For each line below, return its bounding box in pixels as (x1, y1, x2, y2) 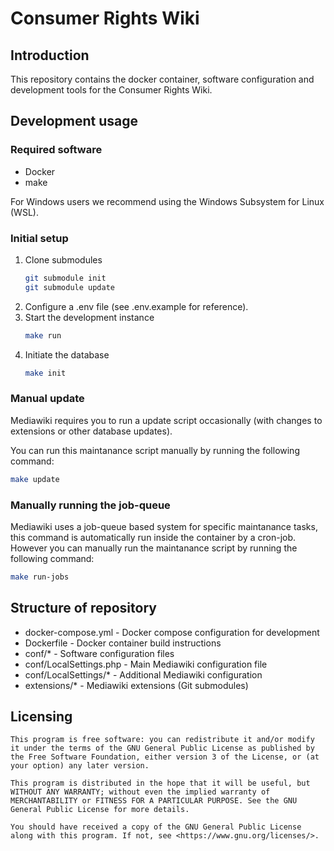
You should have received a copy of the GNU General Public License (10, 822, 302, 832)
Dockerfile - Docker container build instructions (24, 637, 222, 649)
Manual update (10, 392, 85, 406)
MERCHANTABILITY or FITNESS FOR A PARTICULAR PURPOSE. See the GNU (10, 796, 298, 806)
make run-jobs (10, 572, 70, 582)
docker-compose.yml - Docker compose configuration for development (24, 626, 320, 638)
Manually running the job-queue (10, 498, 171, 512)
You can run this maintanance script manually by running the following (10, 444, 300, 456)
